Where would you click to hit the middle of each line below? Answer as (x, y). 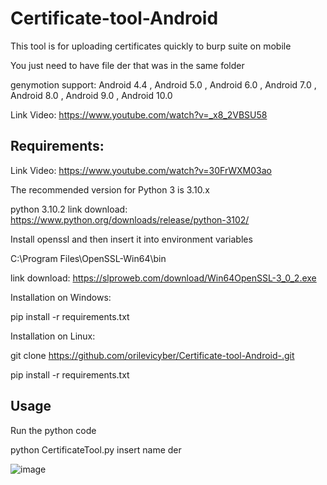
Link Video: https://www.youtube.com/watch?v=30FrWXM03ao (141, 170)
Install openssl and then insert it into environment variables (131, 239)
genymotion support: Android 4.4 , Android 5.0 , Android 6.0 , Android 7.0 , (163, 84)
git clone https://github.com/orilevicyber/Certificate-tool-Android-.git (152, 355)
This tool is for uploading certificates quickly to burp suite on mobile (151, 46)
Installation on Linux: (53, 336)
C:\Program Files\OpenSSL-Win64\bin (88, 258)
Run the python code (53, 430)
